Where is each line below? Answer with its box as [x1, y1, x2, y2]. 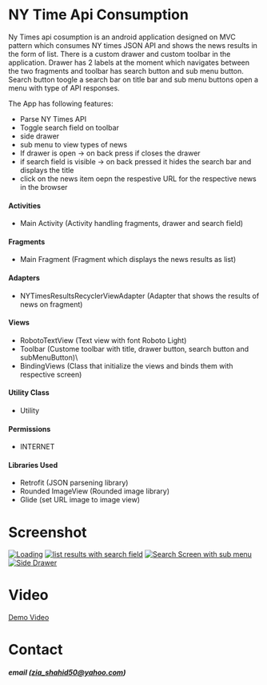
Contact [8, 641, 63, 659]
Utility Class [8, 388, 50, 397]
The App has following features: [8, 99, 114, 108]
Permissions [8, 424, 51, 433]
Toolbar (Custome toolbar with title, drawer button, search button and [19, 344, 249, 353]
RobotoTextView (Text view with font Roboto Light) [19, 335, 187, 345]
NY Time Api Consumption [8, 6, 189, 24]
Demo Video [8, 613, 50, 623]
